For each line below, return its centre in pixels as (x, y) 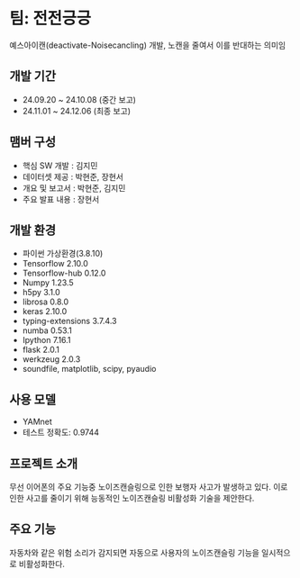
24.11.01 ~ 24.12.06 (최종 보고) (76, 111)
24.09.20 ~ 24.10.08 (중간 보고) (79, 99)
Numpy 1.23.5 (48, 283)
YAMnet (37, 422)
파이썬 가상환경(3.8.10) (63, 254)
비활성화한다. (42, 564)
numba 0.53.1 (47, 330)
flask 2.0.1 (41, 350)
